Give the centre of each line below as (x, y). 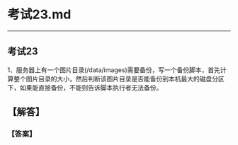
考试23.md (39, 14)
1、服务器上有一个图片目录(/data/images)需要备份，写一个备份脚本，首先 (114, 70)
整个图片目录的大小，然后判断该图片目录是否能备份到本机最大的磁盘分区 (119, 79)
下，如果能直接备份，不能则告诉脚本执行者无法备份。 (85, 87)
